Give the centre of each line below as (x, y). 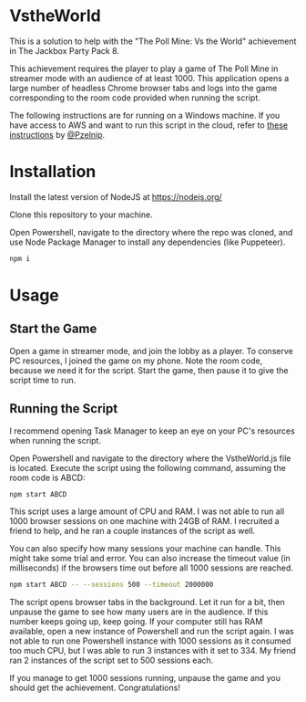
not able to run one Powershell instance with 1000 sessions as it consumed (150, 641)
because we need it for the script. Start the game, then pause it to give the (149, 370)
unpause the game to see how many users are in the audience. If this (139, 612)
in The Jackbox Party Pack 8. (65, 50)
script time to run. (43, 380)
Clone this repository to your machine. (81, 215)
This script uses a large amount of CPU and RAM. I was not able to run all (147, 511)
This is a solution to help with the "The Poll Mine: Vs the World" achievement (153, 41)
